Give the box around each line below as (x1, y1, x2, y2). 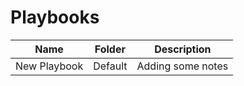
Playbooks (10, 6, 100, 29)
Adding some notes (136, 59, 229, 73)
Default (93, 59, 128, 73)
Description (154, 42, 212, 56)
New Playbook (15, 59, 84, 73)
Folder (94, 42, 126, 56)
